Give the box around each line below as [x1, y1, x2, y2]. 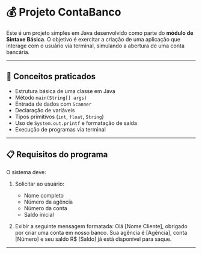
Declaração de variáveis [14, 106, 75, 113]
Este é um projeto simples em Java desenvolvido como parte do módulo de [6, 29, 194, 37]
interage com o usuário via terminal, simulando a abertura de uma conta [6, 42, 185, 49]
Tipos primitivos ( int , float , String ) [14, 113, 104, 120]
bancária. [6, 48, 30, 55]
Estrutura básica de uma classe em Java [14, 87, 115, 94]
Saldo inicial [23, 211, 54, 218]
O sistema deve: [6, 168, 46, 175]
